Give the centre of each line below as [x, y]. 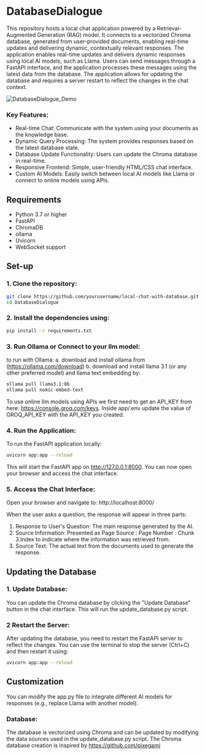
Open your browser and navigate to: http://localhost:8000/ [80, 503]
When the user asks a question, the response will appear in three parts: [97, 514]
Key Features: [28, 115]
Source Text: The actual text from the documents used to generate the [104, 546]
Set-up [20, 266]
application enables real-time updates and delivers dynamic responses [96, 54]
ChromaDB [29, 228]
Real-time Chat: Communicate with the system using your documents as [106, 128]
